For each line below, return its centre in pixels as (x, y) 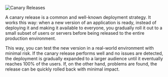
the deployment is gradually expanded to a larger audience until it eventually (84, 59)
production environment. (31, 38)
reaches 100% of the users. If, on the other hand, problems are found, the (81, 64)
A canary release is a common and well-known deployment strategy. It (78, 17)
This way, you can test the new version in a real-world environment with (79, 48)
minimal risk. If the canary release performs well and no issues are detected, (84, 53)
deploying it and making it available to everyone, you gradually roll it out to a (84, 28)
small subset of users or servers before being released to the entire (75, 33)
